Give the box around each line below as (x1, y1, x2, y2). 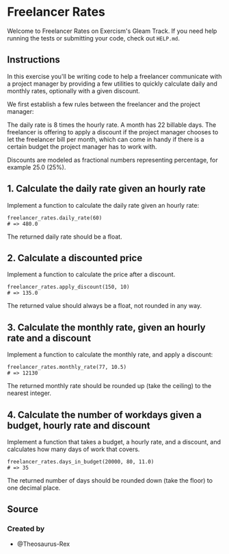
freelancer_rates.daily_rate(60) (7, 214, 103, 221)
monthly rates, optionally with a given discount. (7, 86, 140, 95)
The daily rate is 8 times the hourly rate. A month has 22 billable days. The (7, 121, 217, 129)
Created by (7, 524, 45, 533)
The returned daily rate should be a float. (7, 232, 122, 241)
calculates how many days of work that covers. (7, 445, 140, 453)
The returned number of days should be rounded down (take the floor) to (7, 477, 213, 484)
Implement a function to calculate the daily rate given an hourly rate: (7, 201, 200, 209)
